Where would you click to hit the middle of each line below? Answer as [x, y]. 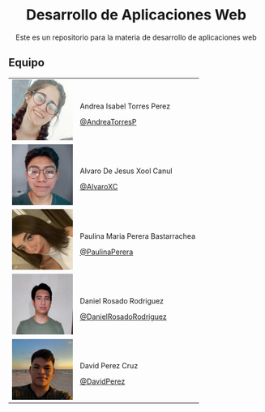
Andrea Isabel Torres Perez [125, 106]
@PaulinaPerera [107, 252]
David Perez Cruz [109, 365]
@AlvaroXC [99, 187]
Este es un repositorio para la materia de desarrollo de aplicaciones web [136, 37]
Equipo [26, 63]
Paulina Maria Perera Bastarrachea [138, 236]
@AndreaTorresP [108, 122]
